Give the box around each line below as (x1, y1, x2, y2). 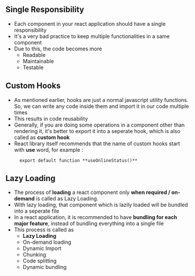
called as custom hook (13, 134, 70, 141)
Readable (22, 51, 46, 58)
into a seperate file (13, 207, 60, 214)
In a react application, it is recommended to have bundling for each (13, 214, 177, 221)
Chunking (22, 251, 46, 258)
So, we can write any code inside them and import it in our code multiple (13, 103, 189, 110)
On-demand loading (22, 238, 71, 246)
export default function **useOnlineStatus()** (19, 158, 138, 163)
